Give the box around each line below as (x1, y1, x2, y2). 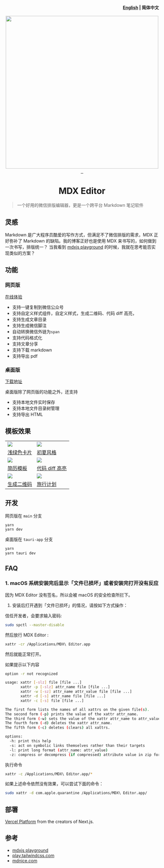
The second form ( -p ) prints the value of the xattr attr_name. (5, 712, 139, 716)
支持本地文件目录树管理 (12, 405, 60, 411)
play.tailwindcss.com (12, 852, 55, 858)
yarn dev (5, 527, 23, 532)
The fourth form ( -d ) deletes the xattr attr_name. (5, 721, 112, 726)
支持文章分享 (12, 341, 38, 347)
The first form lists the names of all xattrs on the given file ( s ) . (5, 707, 150, 712)
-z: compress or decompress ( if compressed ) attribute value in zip (9, 752, 152, 757)
